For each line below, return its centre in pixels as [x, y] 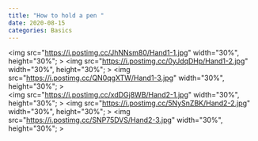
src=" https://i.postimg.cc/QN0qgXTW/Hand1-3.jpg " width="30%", [116, 78]
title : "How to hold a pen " [56, 15]
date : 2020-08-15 [37, 23]
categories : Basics [40, 30]
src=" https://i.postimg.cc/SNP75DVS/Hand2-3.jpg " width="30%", [116, 120]
